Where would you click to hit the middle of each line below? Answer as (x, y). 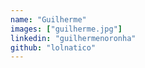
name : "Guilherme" (48, 19)
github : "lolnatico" (53, 47)
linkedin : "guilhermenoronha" (73, 38)
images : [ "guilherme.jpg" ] (66, 29)
